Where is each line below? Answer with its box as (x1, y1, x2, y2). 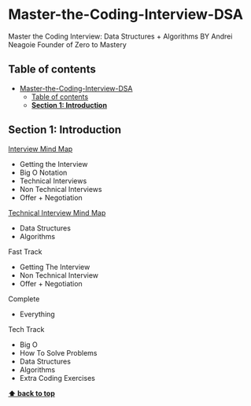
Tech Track (8, 324, 45, 334)
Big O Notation (19, 168, 68, 177)
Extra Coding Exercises (19, 373, 96, 382)
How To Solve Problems (19, 348, 98, 357)
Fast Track (8, 246, 42, 257)
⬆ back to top (8, 388, 55, 398)
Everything (19, 309, 55, 319)
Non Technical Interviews (19, 184, 102, 194)
